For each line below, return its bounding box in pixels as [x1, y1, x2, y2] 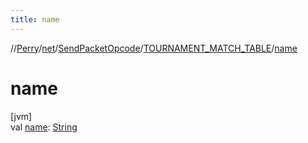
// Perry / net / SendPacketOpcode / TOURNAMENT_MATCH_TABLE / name [10, 42, 298, 54]
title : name [10, 14, 60, 25]
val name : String [10, 121, 78, 133]
